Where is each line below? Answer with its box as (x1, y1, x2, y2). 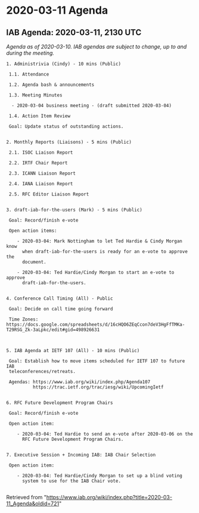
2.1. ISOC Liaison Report (8, 150, 73, 156)
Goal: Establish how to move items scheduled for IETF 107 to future (8, 358, 185, 364)
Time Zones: (8, 316, 39, 322)
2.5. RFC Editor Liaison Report (8, 191, 89, 197)
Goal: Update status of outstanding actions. (8, 123, 124, 129)
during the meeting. (6, 49, 55, 57)
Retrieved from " (6, 494, 46, 500)
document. (21, 259, 46, 265)
